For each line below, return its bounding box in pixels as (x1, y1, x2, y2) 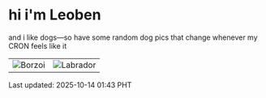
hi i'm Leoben (8, 6, 101, 24)
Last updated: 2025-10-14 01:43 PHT (8, 79, 132, 90)
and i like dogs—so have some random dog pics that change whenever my (8, 32, 258, 42)
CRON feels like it (8, 40, 67, 50)
